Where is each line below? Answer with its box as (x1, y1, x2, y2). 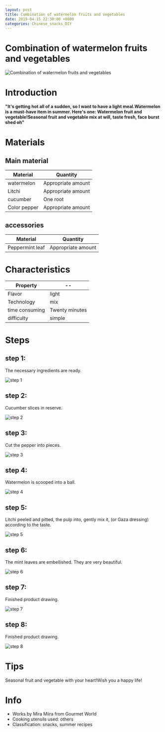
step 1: (5, 354, 26, 363)
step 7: (5, 583, 27, 592)
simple (50, 314, 65, 321)
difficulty (7, 314, 29, 321)
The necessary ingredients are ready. (5, 367, 82, 373)
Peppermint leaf (7, 244, 45, 251)
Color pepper (7, 204, 39, 211)
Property (15, 282, 37, 289)
